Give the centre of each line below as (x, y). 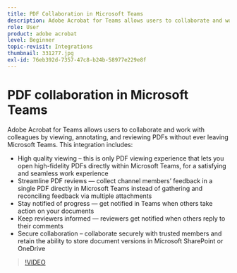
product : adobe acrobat (42, 34)
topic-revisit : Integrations (50, 47)
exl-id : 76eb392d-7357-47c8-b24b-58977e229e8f (77, 60)
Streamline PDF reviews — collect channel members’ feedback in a (115, 180)
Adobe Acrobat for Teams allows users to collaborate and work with (106, 129)
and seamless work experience (63, 173)
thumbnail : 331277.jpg (41, 54)
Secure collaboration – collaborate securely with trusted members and (120, 233)
